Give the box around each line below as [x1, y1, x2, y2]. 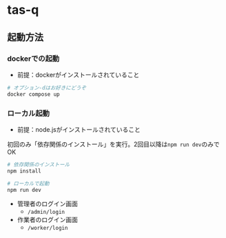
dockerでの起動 [7, 54, 60, 63]
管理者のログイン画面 [17, 199, 78, 208]
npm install [7, 168, 41, 175]
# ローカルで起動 [7, 180, 50, 187]
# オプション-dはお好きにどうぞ [7, 84, 87, 91]
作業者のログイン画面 [17, 216, 78, 224]
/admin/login [27, 209, 65, 216]
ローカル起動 [7, 108, 50, 118]
